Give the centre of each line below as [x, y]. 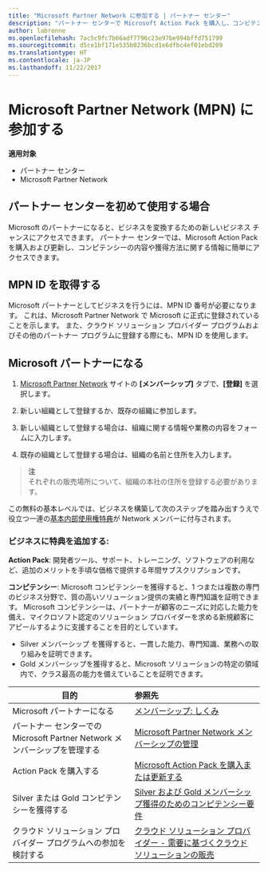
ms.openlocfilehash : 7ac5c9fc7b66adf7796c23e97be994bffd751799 [116, 38]
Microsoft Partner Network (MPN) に [131, 109]
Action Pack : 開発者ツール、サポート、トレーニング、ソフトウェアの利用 [128, 560]
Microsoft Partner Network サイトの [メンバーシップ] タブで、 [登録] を [136, 384]
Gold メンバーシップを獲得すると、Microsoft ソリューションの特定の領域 [139, 664]
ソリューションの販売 [174, 855]
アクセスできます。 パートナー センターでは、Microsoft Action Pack [146, 237]
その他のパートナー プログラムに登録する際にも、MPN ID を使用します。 [134, 336]
